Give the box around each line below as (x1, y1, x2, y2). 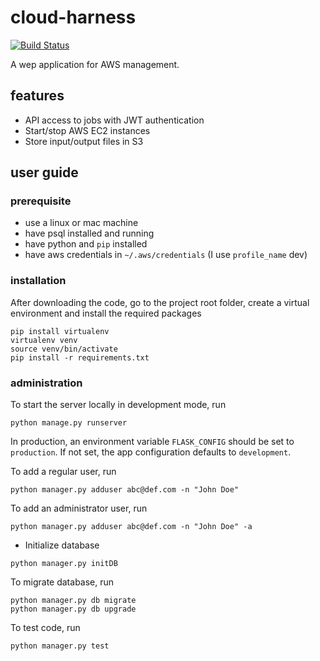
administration (10, 376, 83, 390)
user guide (10, 164, 79, 181)
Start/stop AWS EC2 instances (24, 124, 151, 136)
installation (10, 274, 67, 288)
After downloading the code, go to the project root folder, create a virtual (10, 296, 310, 308)
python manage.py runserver (10, 418, 128, 428)
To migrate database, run (10, 576, 115, 588)
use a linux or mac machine (24, 217, 139, 229)
